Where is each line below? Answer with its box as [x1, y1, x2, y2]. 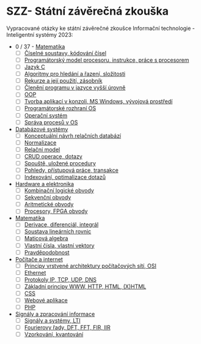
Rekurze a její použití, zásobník [24, 77, 103, 84]
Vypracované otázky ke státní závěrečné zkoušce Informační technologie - [6, 24, 196, 32]
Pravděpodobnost [24, 249, 70, 256]
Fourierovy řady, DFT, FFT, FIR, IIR [24, 324, 111, 331]
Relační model [24, 146, 60, 153]
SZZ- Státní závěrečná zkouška [6, 4, 169, 18]
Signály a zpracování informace [15, 310, 95, 318]
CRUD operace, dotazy [24, 152, 82, 160]
